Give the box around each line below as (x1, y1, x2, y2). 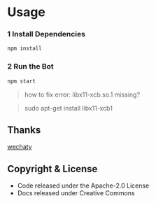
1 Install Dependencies (7, 29, 86, 39)
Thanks (7, 124, 41, 136)
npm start (7, 78, 36, 85)
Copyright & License (7, 162, 98, 175)
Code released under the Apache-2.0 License (17, 181, 150, 190)
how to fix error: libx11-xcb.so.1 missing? (24, 90, 141, 99)
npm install (7, 45, 42, 52)
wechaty (7, 143, 33, 151)
